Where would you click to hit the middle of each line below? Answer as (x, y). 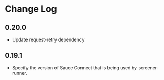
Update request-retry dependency (48, 39)
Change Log (31, 9)
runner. (20, 73)
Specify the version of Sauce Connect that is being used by (75, 68)
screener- (148, 68)
